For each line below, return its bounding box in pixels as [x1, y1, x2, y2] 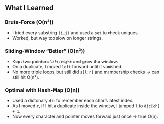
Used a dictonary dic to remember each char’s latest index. [12, 98, 134, 104]
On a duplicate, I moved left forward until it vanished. [12, 63, 123, 69]
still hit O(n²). [12, 74, 40, 80]
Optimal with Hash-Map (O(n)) [5, 86, 80, 93]
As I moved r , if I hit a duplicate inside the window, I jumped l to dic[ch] [12, 103, 160, 109]
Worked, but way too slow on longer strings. [12, 35, 103, 41]
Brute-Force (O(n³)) [5, 19, 54, 26]
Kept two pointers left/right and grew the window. [12, 59, 118, 64]
